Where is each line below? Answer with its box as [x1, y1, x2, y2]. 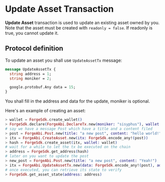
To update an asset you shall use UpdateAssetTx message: [5, 57, 122, 63]
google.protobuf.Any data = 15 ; [9, 85, 76, 90]
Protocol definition [5, 44, 63, 52]
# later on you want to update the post [5, 154, 89, 159]
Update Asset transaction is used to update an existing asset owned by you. [5, 20, 160, 26]
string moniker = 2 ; [9, 76, 52, 81]
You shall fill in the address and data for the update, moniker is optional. [5, 98, 150, 104]
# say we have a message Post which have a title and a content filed [5, 126, 153, 131]
